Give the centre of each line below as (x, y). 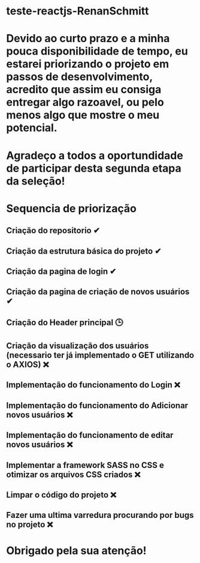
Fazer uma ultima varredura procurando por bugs (100, 515)
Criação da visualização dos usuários (78, 346)
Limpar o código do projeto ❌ (61, 495)
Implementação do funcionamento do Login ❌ (93, 385)
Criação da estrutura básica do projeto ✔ (84, 251)
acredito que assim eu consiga (84, 90)
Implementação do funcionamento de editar (90, 435)
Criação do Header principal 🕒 (65, 322)
